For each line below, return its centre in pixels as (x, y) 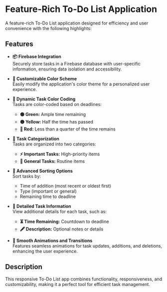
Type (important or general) (48, 191)
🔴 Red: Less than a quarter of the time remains (68, 129)
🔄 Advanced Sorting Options (43, 170)
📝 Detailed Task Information (42, 206)
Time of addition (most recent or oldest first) (65, 185)
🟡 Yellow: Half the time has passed (57, 121)
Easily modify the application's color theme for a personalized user (81, 84)
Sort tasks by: (27, 176)
